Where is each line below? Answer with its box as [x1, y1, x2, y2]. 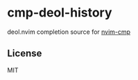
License [7, 48, 42, 59]
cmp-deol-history [7, 5, 112, 21]
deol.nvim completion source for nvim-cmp [7, 28, 130, 36]
